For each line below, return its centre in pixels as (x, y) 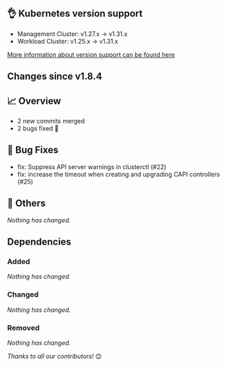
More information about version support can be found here (91, 54)
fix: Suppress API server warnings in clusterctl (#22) (92, 166)
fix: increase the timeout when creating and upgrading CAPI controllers (118, 174)
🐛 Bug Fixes (33, 150)
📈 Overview (34, 101)
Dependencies (39, 242)
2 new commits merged (51, 121)
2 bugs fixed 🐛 (38, 128)
